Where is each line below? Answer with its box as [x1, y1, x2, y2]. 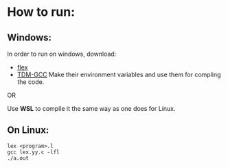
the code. [16, 78, 45, 86]
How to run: [7, 4, 76, 20]
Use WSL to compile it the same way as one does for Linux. [7, 105, 176, 112]
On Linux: [7, 125, 49, 136]
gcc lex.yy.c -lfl [7, 149, 60, 156]
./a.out [7, 154, 30, 162]
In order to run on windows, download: [7, 50, 117, 58]
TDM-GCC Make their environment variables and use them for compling [16, 70, 221, 78]
